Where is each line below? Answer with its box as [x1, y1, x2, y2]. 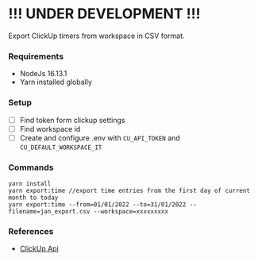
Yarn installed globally [19, 77, 93, 87]
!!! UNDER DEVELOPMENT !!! [8, 5, 201, 23]
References [8, 225, 54, 236]
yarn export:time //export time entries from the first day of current [8, 187, 250, 195]
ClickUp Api [19, 244, 60, 254]
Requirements [8, 51, 64, 62]
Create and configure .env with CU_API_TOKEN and [19, 132, 180, 143]
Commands [8, 162, 54, 173]
